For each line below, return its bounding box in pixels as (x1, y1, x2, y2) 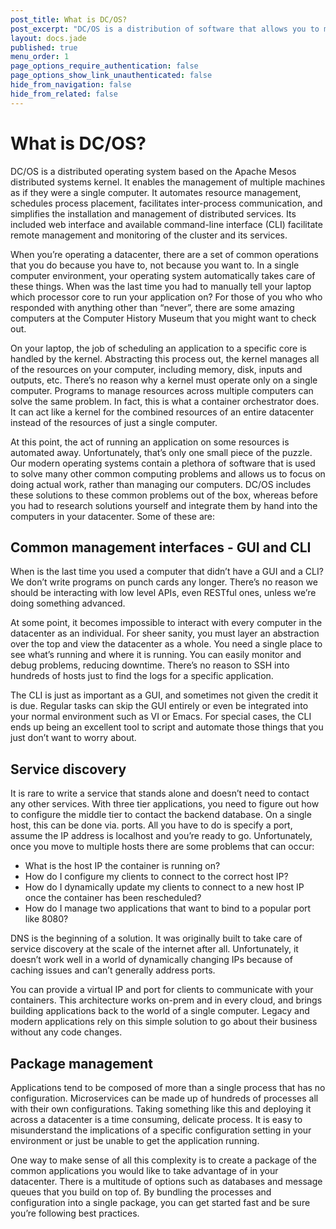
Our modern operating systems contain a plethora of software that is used (10, 457, 316, 469)
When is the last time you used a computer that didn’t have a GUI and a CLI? (10, 566, 324, 578)
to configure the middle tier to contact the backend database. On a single (10, 809, 312, 821)
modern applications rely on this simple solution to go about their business (10, 1016, 318, 1028)
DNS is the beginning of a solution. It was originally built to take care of (10, 932, 303, 945)
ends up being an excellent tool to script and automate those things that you (10, 721, 324, 733)
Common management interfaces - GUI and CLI (10, 539, 312, 556)
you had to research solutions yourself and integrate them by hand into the (10, 499, 318, 511)
